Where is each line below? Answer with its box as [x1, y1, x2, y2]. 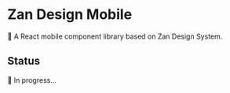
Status [7, 54, 41, 68]
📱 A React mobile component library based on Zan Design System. [7, 32, 223, 41]
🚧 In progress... [7, 75, 57, 84]
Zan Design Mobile [7, 6, 133, 24]
